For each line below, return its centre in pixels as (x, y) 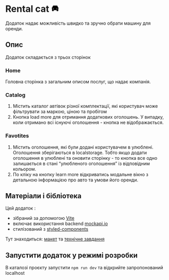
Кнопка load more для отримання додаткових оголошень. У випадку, (88, 117)
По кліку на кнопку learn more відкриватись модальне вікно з (80, 174)
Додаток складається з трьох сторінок (48, 57)
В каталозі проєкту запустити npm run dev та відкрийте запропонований (84, 268)
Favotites (17, 136)
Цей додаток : (21, 208)
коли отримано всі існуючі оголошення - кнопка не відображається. (88, 123)
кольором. (24, 169)
